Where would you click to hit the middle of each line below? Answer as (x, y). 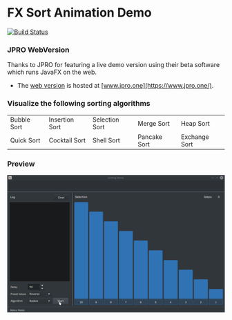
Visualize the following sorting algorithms (79, 104)
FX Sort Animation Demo (79, 13)
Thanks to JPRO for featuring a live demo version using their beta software (114, 65)
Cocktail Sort (67, 140)
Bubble (20, 120)
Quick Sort (25, 140)
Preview (21, 164)
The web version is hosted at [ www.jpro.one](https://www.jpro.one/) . (115, 86)
